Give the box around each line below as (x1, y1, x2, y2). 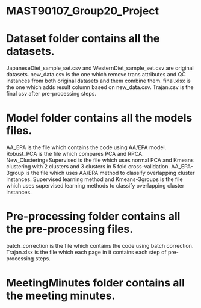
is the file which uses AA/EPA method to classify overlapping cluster (25, 170, 195, 177)
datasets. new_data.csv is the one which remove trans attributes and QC (6, 71, 187, 78)
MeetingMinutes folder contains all (6, 276, 185, 290)
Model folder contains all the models (6, 111, 193, 125)
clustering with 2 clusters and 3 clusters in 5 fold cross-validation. (6, 163, 170, 170)
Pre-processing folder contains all (6, 209, 181, 223)
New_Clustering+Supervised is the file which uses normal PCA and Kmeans (6, 156, 194, 164)
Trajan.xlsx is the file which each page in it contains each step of (6, 248, 167, 256)
